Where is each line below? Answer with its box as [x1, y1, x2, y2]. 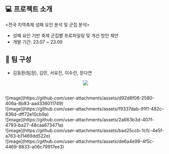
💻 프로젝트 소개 [5, 5, 52, 14]
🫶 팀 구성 [5, 55, 32, 64]
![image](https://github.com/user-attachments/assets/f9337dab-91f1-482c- [5, 106, 164, 112]
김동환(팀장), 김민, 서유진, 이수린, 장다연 [12, 69, 92, 75]
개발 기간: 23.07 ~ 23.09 [12, 39, 63, 45]
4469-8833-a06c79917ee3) [5, 143, 65, 149]
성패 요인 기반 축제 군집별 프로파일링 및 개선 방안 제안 [12, 32, 119, 38]
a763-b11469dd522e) [5, 133, 50, 139]
